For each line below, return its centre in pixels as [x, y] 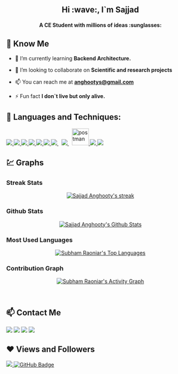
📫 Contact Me [34, 313]
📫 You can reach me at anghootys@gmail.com [74, 82]
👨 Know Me [28, 44]
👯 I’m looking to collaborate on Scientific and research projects [93, 70]
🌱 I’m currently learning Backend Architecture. [73, 58]
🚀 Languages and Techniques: [64, 117]
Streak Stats [24, 183]
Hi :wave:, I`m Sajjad [100, 10]
